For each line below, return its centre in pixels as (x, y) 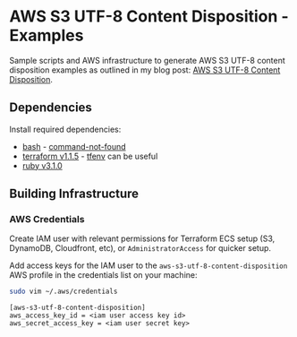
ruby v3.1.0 (42, 165)
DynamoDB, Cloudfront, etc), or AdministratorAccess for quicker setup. (140, 248)
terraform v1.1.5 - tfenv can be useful (90, 156)
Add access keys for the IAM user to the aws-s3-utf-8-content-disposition (148, 265)
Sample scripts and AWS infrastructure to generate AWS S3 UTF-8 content (148, 60)
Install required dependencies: (65, 129)
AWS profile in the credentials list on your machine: (103, 275)
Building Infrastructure (74, 194)
